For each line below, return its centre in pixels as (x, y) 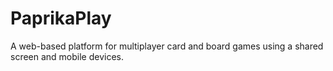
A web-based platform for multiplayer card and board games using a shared (167, 46)
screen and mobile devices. (67, 56)
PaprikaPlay (61, 18)
